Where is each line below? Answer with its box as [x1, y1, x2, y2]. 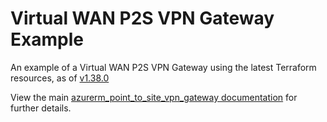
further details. [10, 102, 72, 114]
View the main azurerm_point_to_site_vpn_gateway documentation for [10, 91, 298, 103]
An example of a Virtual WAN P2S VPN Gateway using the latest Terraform [10, 61, 317, 73]
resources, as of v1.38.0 [10, 72, 110, 84]
